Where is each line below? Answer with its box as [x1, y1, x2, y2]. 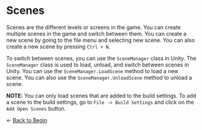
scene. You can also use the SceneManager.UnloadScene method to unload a [6, 74, 192, 81]
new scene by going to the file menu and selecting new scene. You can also [6, 36, 195, 44]
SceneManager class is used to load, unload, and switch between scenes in [6, 61, 189, 68]
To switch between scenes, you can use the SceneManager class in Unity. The [6, 54, 197, 62]
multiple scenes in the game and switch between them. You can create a [6, 30, 187, 37]
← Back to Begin [6, 116, 48, 124]
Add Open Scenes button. [6, 105, 66, 112]
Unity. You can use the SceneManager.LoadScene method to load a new [6, 67, 179, 74]
